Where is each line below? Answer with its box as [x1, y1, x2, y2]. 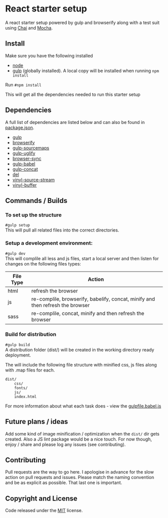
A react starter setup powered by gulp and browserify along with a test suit [5, 19, 160, 25]
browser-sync [12, 155, 41, 161]
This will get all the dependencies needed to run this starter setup [5, 91, 141, 97]
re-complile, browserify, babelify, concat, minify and [31, 295, 155, 302]
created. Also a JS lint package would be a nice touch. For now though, [5, 436, 152, 442]
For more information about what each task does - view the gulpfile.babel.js [5, 403, 161, 409]
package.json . [5, 124, 34, 130]
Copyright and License [5, 494, 77, 502]
